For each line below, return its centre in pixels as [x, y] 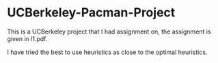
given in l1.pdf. [27, 38]
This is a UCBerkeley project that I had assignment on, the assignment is [109, 32]
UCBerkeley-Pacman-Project [91, 13]
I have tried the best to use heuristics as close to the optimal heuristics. [107, 52]
